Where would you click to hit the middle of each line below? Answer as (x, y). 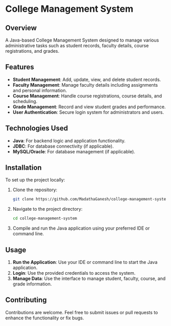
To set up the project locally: (35, 180)
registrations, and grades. (32, 51)
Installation (23, 168)
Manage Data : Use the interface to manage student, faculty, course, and (89, 278)
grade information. (32, 284)
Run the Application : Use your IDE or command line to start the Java (85, 262)
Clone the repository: (35, 190)
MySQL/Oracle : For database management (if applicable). (74, 151)
